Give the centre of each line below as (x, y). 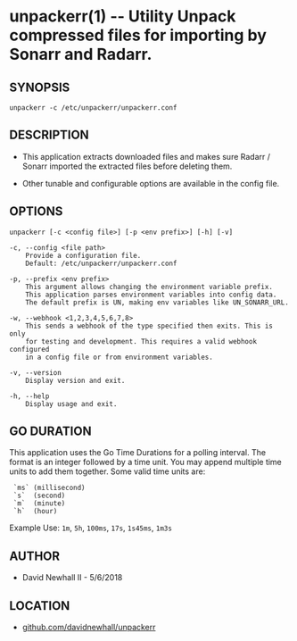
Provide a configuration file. (83, 255)
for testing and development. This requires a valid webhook (141, 341)
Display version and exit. (75, 380)
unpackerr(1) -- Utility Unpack (123, 17)
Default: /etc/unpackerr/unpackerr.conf (101, 263)
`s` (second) (39, 496)
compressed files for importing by (138, 35)
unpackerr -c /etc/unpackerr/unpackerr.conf (93, 108)
